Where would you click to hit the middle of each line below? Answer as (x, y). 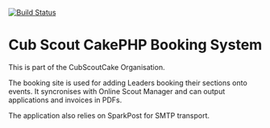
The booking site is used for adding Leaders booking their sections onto (128, 83)
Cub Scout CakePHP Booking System (135, 45)
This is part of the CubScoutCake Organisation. (87, 67)
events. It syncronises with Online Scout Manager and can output (117, 91)
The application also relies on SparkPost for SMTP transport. (109, 115)
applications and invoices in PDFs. (65, 100)
